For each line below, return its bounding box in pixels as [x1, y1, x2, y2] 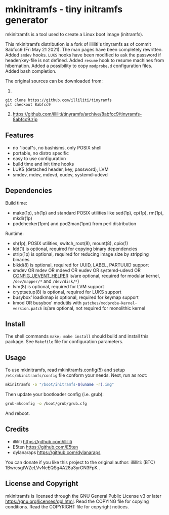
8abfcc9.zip [12, 116, 38, 123]
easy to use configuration [12, 155, 66, 161]
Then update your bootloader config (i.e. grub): [5, 391, 104, 398]
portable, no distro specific [12, 150, 69, 156]
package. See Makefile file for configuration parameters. [5, 339, 123, 345]
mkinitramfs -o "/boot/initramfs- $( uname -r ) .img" [5, 382, 114, 387]
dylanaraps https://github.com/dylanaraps [12, 449, 101, 456]
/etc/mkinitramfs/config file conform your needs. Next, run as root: [5, 372, 148, 378]
